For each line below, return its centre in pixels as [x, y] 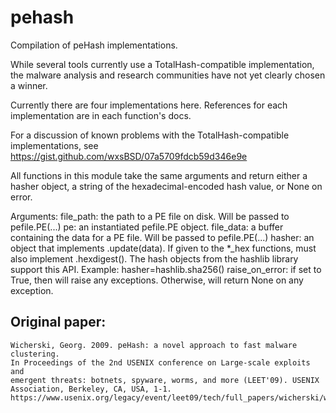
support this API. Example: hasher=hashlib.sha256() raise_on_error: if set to [166, 269]
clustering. [35, 354]
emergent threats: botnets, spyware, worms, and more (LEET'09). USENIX [165, 380]
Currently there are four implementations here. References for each [149, 105]
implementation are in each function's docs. [101, 115]
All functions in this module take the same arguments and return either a [159, 175]
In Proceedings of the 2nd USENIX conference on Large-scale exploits [160, 362]
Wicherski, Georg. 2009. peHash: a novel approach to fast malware [154, 345]
